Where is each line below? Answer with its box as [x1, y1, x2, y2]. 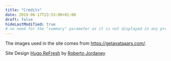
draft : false [5, 17, 33, 22]
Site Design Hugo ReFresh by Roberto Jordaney [5, 50, 106, 56]
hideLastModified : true [5, 21, 56, 27]
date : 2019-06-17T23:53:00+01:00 [5, 12, 76, 17]
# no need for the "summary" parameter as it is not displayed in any [5, 26, 158, 32]
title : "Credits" [5, 7, 42, 13]
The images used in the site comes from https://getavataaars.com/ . [5, 40, 147, 46]
